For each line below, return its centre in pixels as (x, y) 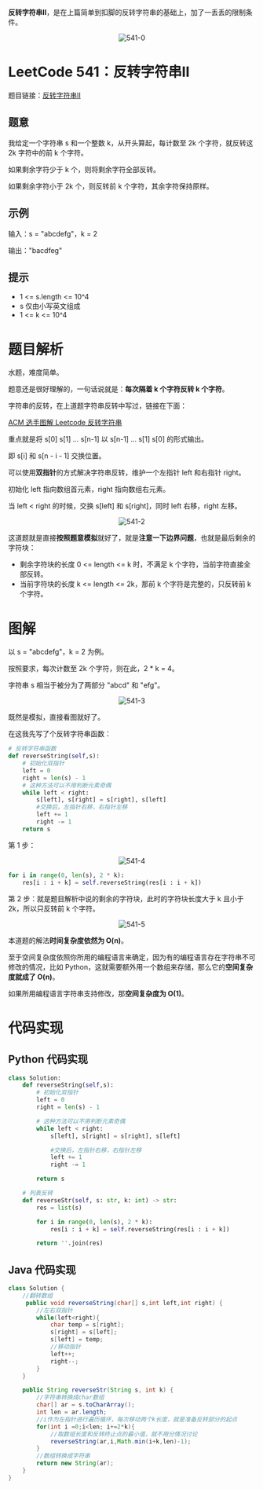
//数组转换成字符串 (63, 1456)
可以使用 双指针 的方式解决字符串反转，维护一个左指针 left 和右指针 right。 (127, 473)
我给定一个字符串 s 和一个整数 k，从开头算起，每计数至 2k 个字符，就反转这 (131, 143)
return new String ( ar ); (75, 1463)
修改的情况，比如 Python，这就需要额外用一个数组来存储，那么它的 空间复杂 (131, 966)
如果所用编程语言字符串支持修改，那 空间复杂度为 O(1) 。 (98, 993)
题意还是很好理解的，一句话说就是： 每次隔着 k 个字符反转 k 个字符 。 (119, 389)
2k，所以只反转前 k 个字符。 (54, 908)
